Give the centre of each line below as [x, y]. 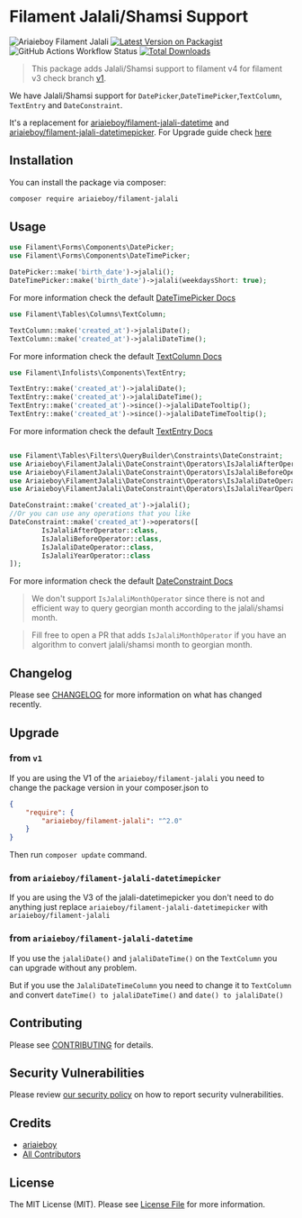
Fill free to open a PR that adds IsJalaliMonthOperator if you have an [159, 635]
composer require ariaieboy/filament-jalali [94, 199]
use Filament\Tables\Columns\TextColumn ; [88, 314]
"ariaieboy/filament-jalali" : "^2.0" [112, 821]
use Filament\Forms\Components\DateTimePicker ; [100, 256]
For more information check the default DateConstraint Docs [121, 581]
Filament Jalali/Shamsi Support [129, 17]
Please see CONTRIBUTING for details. [82, 1045]
